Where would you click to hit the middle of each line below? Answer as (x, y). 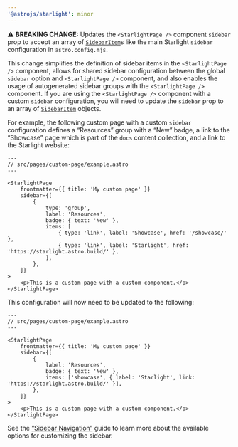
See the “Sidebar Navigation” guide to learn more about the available (108, 428)
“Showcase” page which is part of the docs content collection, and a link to (117, 137)
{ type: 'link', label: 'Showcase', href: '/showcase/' (142, 233)
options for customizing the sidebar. (60, 436)
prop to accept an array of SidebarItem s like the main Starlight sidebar (110, 42)
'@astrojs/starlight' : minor (50, 14)
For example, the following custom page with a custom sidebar (99, 122)
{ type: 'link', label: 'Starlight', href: (124, 245)
